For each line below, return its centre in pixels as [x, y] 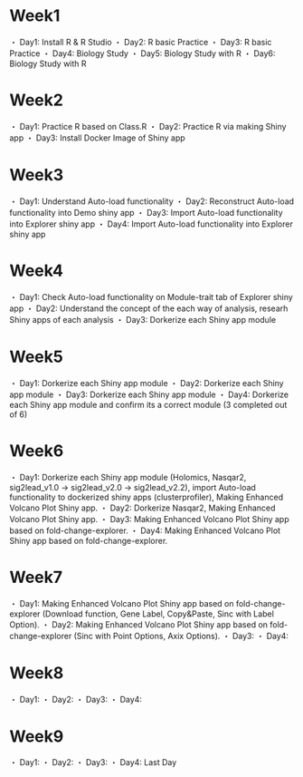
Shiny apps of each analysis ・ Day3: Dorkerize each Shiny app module [143, 319]
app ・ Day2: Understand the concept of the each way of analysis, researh [149, 308]
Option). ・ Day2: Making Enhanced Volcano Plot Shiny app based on [139, 624]
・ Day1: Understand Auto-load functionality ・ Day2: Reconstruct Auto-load [152, 201]
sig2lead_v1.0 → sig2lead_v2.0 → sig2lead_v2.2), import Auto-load [133, 487]
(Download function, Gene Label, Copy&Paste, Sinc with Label [158, 614]
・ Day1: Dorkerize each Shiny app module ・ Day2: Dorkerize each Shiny [147, 383]
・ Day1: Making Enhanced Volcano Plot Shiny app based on [122, 603]
